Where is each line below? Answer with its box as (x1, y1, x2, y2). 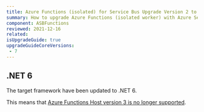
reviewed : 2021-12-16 (6, 25, 61, 32)
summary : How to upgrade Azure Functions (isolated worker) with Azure (6, 15, 191, 21)
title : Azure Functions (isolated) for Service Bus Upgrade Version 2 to (6, 8, 197, 15)
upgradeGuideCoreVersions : (6, 43, 75, 49)
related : (6, 31, 29, 38)
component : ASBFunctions (6, 20, 69, 26)
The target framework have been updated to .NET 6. (6, 87, 137, 94)
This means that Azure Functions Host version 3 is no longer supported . (6, 98, 186, 106)
